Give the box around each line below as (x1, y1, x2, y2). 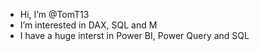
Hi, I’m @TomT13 (19, 9, 90, 20)
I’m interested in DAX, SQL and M (19, 19, 158, 31)
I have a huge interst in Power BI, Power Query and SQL (19, 30, 250, 41)
